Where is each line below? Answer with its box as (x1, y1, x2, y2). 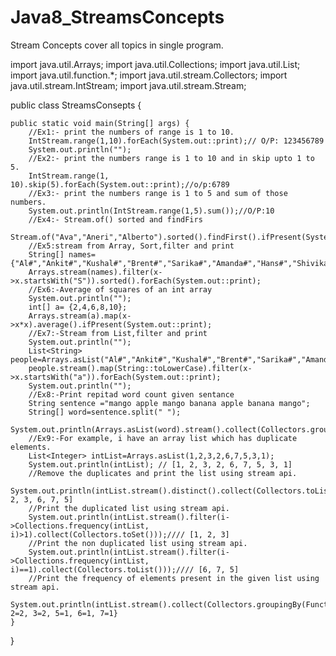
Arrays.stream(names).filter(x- (28, 267, 163, 277)
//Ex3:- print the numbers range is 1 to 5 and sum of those (28, 188, 288, 198)
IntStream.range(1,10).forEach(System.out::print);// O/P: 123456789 (28, 136, 325, 146)
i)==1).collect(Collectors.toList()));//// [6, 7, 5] (10, 564, 240, 575)
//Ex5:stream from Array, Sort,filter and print (28, 241, 235, 251)
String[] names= (28, 249, 97, 260)
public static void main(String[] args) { (10, 118, 190, 128)
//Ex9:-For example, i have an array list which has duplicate (28, 433, 298, 443)
